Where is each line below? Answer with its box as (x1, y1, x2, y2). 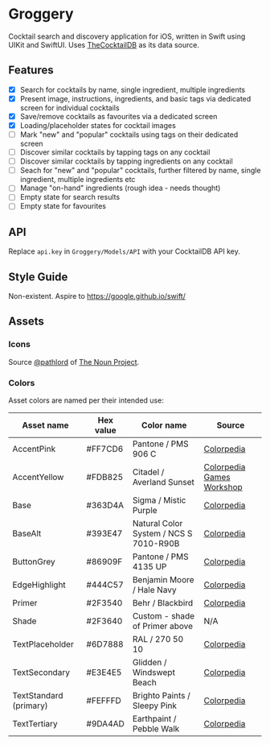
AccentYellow (12, 472, 64, 483)
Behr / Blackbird (132, 598, 194, 609)
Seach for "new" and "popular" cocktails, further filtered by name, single (19, 166, 261, 176)
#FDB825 (86, 472, 124, 483)
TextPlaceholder (12, 639, 74, 650)
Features (8, 64, 54, 77)
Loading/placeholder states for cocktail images (19, 120, 177, 130)
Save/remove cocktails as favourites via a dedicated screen (19, 111, 218, 121)
